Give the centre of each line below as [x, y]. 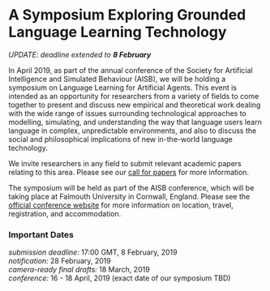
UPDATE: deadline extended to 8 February [80, 54]
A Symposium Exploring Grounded [127, 15]
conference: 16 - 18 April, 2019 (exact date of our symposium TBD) [120, 278]
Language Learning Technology [118, 32]
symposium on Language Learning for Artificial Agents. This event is [123, 88]
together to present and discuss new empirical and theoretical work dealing [135, 105]
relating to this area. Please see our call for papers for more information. [129, 172]
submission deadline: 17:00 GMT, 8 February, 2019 [93, 252]
